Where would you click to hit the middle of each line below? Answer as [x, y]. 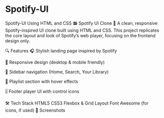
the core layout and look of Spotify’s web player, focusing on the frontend [80, 35]
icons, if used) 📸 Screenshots [35, 110]
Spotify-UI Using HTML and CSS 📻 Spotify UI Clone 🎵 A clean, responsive [82, 23]
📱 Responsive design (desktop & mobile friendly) [55, 62]
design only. [18, 41]
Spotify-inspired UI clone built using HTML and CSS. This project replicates [82, 30]
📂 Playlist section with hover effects [42, 81]
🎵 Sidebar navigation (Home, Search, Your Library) [57, 72]
